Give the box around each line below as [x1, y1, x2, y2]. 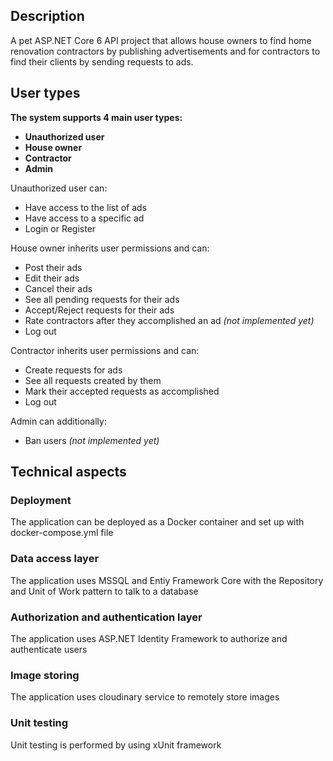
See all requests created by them [24, 374, 162, 386]
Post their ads [24, 261, 83, 273]
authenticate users [10, 643, 88, 655]
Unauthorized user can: [10, 182, 108, 194]
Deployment [10, 493, 72, 507]
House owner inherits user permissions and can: [10, 242, 210, 254]
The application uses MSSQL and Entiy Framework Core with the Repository [10, 574, 324, 586]
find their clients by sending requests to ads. [10, 55, 194, 68]
